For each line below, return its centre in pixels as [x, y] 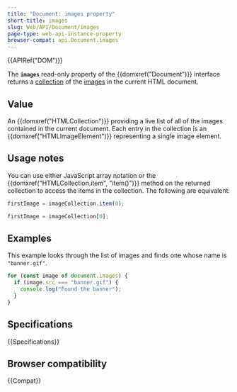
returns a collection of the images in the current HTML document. [103, 82]
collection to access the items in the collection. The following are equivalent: [119, 190]
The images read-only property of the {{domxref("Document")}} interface [114, 74]
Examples [29, 238]
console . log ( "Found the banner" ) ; [71, 289]
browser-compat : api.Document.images [63, 40]
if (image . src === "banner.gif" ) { [66, 283]
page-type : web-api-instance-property [64, 34]
